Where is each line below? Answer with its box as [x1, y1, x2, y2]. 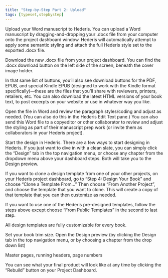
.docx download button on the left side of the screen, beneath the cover [5, 62, 154, 68]
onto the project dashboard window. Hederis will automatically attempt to [5, 36, 156, 43]
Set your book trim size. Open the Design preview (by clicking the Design [5, 231, 156, 237]
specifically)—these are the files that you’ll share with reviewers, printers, [5, 88, 157, 94]
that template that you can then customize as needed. [5, 192, 117, 198]
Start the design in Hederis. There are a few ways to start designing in [5, 139, 150, 146]
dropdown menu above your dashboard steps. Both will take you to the [5, 155, 152, 161]
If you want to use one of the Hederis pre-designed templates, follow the [5, 201, 155, 207]
